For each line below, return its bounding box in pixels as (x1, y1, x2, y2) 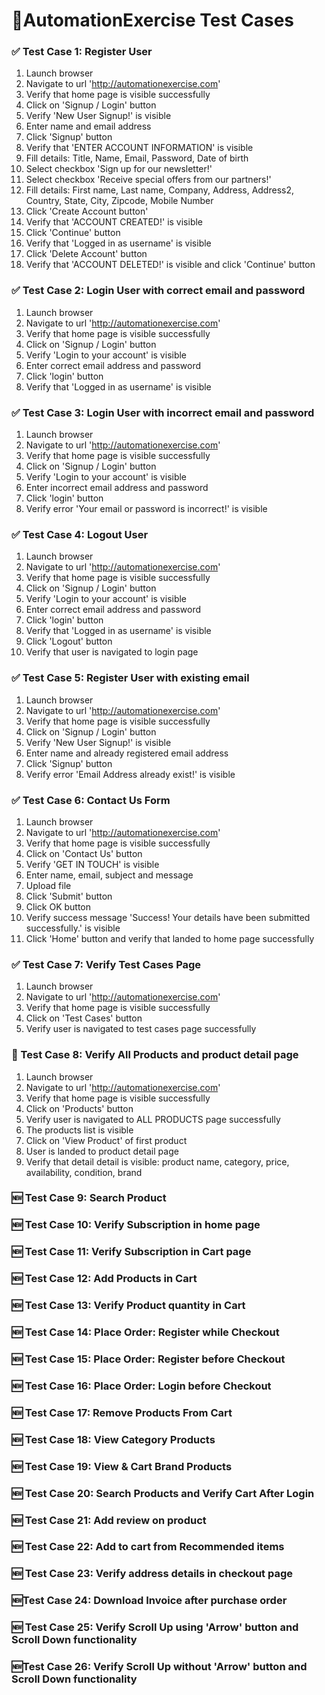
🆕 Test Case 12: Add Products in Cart (11, 1272, 198, 1286)
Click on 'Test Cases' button (25, 1012, 143, 1024)
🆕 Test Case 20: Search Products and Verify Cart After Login (11, 1486, 315, 1500)
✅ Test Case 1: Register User (11, 45, 153, 59)
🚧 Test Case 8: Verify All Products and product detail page (11, 1048, 299, 1062)
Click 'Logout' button (25, 635, 113, 648)
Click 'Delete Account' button (25, 248, 148, 260)
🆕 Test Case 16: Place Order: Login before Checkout (11, 1379, 272, 1393)
